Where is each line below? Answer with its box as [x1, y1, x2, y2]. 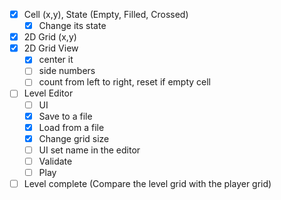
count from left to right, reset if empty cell [38, 76, 211, 88]
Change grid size [38, 132, 110, 144]
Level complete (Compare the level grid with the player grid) [23, 177, 272, 189]
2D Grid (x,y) [23, 31, 77, 43]
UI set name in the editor [38, 144, 141, 156]
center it [38, 54, 74, 66]
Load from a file [38, 121, 105, 133]
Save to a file [38, 110, 93, 122]
